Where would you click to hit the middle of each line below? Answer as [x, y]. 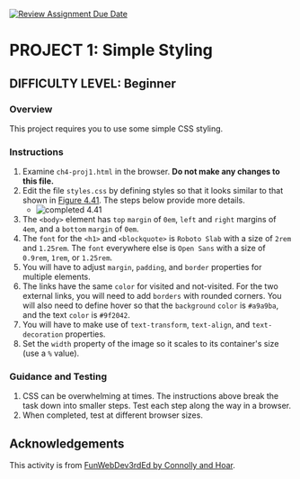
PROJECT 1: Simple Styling [111, 50]
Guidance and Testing [58, 376]
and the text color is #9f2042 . [76, 315]
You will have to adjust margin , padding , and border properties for [142, 267]
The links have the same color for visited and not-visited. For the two [150, 286]
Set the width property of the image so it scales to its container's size [150, 344]
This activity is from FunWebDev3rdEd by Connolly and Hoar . [123, 465]
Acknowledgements [67, 443]
